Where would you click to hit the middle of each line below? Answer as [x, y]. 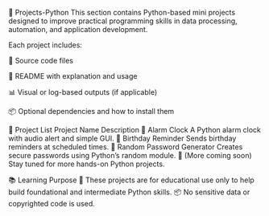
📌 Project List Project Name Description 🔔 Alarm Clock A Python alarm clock [135, 130]
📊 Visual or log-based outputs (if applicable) [83, 92]
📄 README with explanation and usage [73, 76]
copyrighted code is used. [52, 204]
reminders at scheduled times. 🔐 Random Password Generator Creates [126, 147]
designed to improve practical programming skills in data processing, [123, 21]
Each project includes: [46, 45]
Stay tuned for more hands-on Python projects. [87, 164]
